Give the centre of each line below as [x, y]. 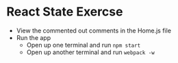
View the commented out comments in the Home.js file [94, 30]
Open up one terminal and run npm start [84, 45]
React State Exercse [65, 12]
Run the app [34, 37]
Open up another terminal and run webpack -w [90, 52]
